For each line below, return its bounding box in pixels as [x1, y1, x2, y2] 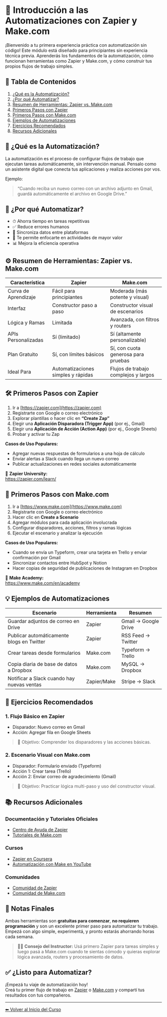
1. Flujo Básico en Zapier [5, 712, 65, 719]
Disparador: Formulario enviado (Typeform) [12, 763, 102, 769]
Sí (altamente [110, 330, 141, 337]
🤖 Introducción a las [5, 4, 88, 16]
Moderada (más [110, 288, 148, 295]
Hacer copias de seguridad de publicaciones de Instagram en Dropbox [12, 565, 158, 571]
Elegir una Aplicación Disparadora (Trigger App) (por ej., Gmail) [12, 420, 145, 426]
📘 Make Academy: [5, 575, 44, 581]
